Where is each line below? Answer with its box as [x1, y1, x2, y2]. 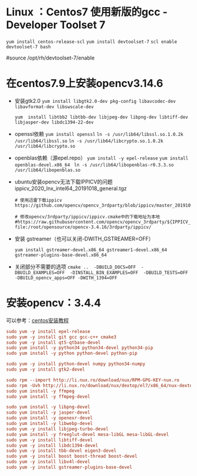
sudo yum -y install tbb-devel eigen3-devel [6, 448, 117, 454]
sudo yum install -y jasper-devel [6, 410, 91, 415]
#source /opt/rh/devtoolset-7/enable [6, 54, 95, 61]
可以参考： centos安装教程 [6, 317, 69, 324]
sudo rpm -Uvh [6, 382, 41, 388]
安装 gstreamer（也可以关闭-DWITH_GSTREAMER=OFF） [14, 235, 154, 242]
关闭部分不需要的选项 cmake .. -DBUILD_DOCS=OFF [14, 263, 136, 270]
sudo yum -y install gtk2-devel [6, 367, 85, 372]
